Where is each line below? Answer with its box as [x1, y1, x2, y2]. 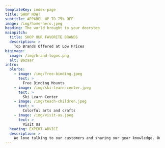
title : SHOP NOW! [5, 12, 41, 17]
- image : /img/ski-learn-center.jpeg [14, 85, 91, 90]
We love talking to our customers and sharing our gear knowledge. [14, 136, 155, 141]
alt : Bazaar [9, 58, 34, 63]
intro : [5, 62, 19, 67]
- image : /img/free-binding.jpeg [14, 72, 82, 76]
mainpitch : [5, 30, 27, 35]
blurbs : [9, 67, 26, 72]
